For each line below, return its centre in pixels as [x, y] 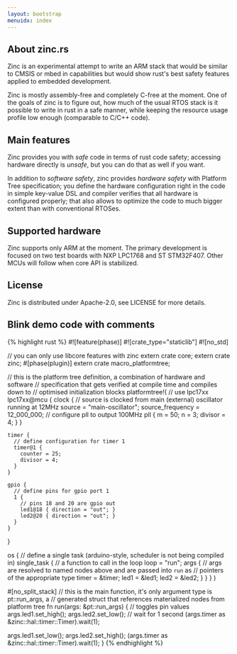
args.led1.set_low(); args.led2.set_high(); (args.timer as [88, 635]
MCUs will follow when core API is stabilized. [73, 262]
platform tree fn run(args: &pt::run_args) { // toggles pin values [99, 606]
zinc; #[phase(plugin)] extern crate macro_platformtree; [89, 363]
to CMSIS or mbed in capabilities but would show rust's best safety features [118, 74]
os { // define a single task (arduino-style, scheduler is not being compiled [116, 555]
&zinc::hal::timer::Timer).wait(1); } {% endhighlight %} [85, 643]
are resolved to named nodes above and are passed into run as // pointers [116, 570]
